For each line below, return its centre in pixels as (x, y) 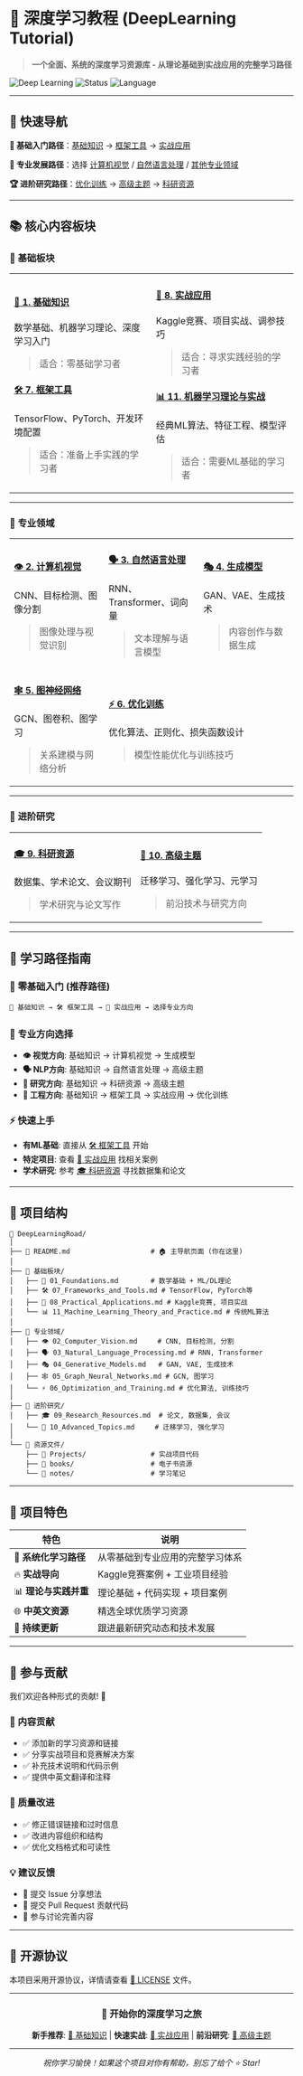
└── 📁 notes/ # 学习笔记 (106, 1474)
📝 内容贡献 (32, 1722)
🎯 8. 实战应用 (184, 295)
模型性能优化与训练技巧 (184, 755)
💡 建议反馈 (32, 1873)
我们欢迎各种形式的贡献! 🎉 (58, 1696)
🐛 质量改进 (32, 1803)
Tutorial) (42, 38)
